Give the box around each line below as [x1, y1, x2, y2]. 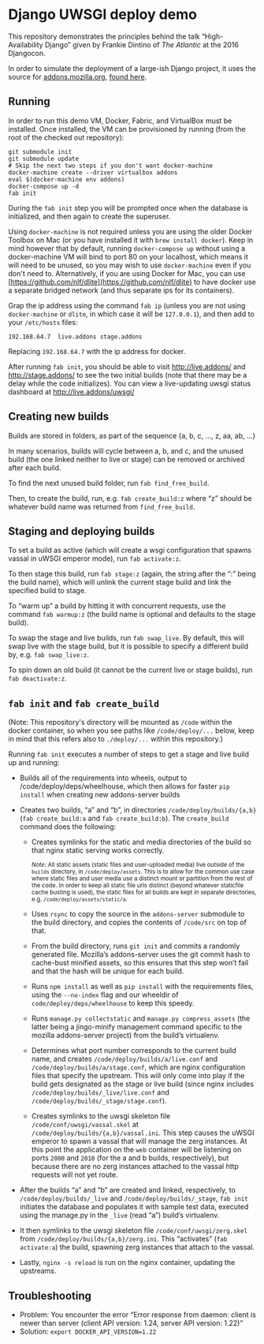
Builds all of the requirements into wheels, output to [19, 773, 188, 782]
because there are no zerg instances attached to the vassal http [31, 1162, 239, 1171]
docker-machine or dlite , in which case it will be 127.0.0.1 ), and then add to [8, 309, 255, 319]
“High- [201, 32, 224, 41]
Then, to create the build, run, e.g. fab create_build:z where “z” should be [8, 493, 252, 502]
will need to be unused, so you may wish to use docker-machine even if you [8, 260, 251, 270]
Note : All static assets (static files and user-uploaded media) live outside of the [31, 861, 245, 869]
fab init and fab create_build [8, 696, 160, 710]
